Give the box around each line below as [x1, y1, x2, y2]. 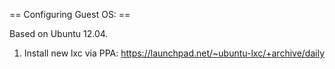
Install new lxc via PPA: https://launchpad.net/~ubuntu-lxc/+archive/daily [23, 47, 326, 59]
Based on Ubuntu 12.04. [9, 28, 109, 39]
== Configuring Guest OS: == [9, 9, 131, 20]
